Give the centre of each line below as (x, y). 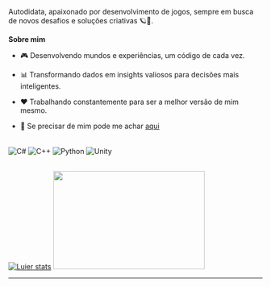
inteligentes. (40, 86)
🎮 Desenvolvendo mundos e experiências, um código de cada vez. (132, 55)
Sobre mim (27, 39)
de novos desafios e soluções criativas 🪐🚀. (81, 21)
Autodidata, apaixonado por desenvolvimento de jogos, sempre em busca (131, 12)
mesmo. (33, 110)
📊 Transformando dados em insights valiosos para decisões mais (129, 75)
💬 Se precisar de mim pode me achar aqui (90, 126)
